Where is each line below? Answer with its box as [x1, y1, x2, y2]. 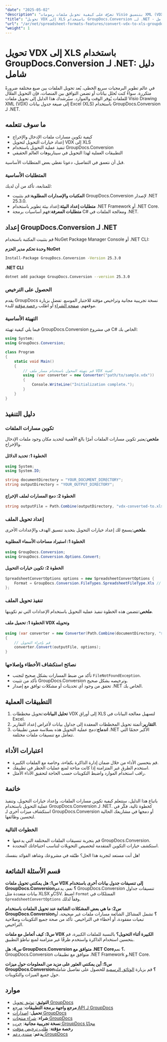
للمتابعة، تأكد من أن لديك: [5, 183, 52, 189]
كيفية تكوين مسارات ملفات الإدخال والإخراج [12, 134, 93, 140]
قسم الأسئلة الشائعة [5, 867, 61, 875]
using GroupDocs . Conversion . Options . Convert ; [5, 554, 101, 559]
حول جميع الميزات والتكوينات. [5, 971, 60, 977]
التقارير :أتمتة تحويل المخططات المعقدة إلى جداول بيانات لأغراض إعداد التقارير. [12, 721, 158, 728]
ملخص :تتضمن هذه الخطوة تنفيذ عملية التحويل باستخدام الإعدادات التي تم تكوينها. [5, 608, 153, 614]
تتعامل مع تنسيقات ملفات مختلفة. [12, 732, 75, 738]
